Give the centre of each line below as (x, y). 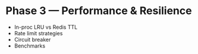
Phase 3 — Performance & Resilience (99, 11)
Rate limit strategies (38, 33)
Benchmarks (30, 46)
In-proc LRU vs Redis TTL (46, 27)
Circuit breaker (32, 39)
